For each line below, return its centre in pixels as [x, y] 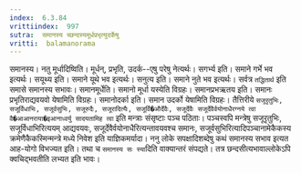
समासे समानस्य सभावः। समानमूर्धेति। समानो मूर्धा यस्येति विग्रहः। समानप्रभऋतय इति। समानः [141, 90]
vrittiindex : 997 [44, 26]
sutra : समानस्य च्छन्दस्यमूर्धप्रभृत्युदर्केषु [64, 35]
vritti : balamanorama [52, 43]
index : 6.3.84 [38, 18]
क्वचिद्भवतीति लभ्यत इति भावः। [55, 159]
